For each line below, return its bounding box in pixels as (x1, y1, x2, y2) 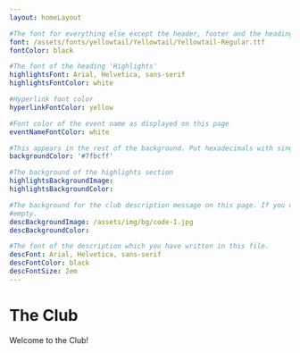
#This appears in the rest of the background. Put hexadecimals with (9, 144, 274, 153)
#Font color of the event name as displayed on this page (9, 119, 229, 128)
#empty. (9, 209, 38, 218)
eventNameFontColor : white (9, 127, 110, 137)
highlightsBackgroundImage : (9, 176, 114, 186)
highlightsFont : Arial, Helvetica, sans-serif (9, 71, 186, 80)
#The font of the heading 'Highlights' (9, 62, 158, 71)
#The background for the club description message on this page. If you (9, 200, 286, 210)
